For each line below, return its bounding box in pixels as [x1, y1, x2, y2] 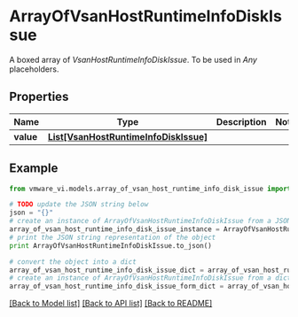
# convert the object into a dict [9, 257, 137, 267]
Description [216, 115, 267, 128]
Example [9, 161, 59, 176]
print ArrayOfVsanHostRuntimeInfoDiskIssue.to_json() [9, 241, 213, 250]
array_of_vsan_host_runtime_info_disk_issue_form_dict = [9, 282, 224, 291]
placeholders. [9, 64, 59, 74]
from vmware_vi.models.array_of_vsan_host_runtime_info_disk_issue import [9, 184, 292, 193]
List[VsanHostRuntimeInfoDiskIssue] [47, 130, 208, 143]
